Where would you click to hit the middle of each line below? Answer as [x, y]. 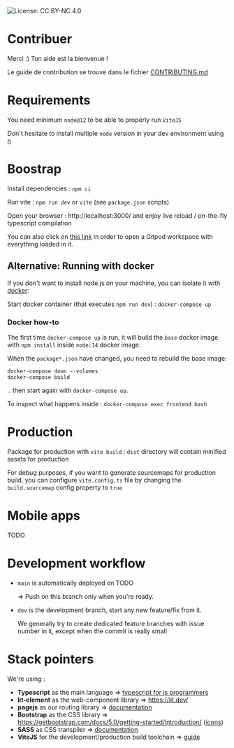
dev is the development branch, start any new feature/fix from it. [110, 610]
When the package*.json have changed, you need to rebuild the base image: [117, 358]
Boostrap [34, 169]
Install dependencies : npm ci [49, 188]
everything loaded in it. [40, 244]
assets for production [38, 459]
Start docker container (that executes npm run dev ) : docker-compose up [109, 304]
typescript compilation [39, 223]
